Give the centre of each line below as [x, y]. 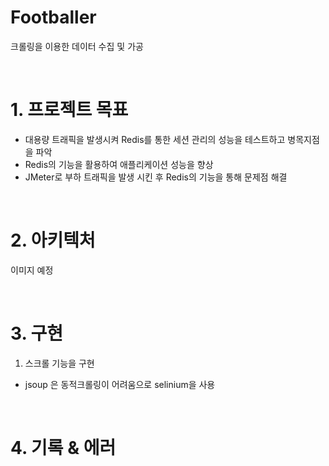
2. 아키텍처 [53, 240]
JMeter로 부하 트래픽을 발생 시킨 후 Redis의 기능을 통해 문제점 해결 [156, 177]
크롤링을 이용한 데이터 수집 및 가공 [77, 46]
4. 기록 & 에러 [63, 447]
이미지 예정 [32, 270]
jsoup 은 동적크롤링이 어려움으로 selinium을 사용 [120, 384]
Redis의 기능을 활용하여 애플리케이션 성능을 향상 [119, 164]
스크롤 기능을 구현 [59, 363]
